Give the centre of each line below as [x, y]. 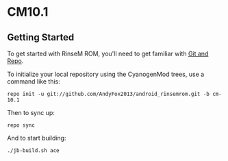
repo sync [21, 125]
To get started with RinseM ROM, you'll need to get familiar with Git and [108, 53]
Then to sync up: [31, 113]
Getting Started [41, 37]
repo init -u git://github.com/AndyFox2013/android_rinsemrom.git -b [109, 94]
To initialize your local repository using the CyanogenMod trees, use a [106, 74]
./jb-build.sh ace [33, 151]
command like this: [34, 82]
